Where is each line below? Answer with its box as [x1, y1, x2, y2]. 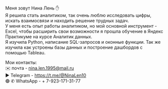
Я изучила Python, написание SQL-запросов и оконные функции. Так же [5, 39, 161, 45]
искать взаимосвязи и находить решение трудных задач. [5, 18, 129, 24]
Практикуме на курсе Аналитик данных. [5, 34, 92, 40]
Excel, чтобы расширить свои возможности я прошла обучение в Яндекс [5, 28, 163, 34]
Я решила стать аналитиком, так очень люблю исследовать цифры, [5, 13, 151, 18]
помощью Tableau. [5, 50, 46, 55]
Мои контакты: [5, 59, 37, 65]
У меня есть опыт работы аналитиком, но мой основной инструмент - [5, 23, 157, 29]
